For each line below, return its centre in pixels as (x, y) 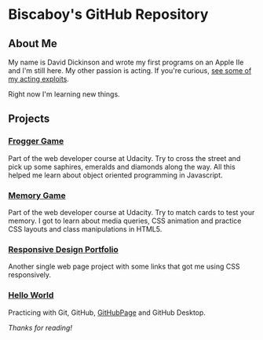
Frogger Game (36, 141)
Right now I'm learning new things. (64, 94)
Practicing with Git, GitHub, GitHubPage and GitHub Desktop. (107, 313)
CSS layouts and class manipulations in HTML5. (85, 228)
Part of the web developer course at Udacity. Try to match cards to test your (131, 212)
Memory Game (37, 196)
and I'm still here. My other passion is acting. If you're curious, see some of (130, 71)
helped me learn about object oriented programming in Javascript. (115, 175)
